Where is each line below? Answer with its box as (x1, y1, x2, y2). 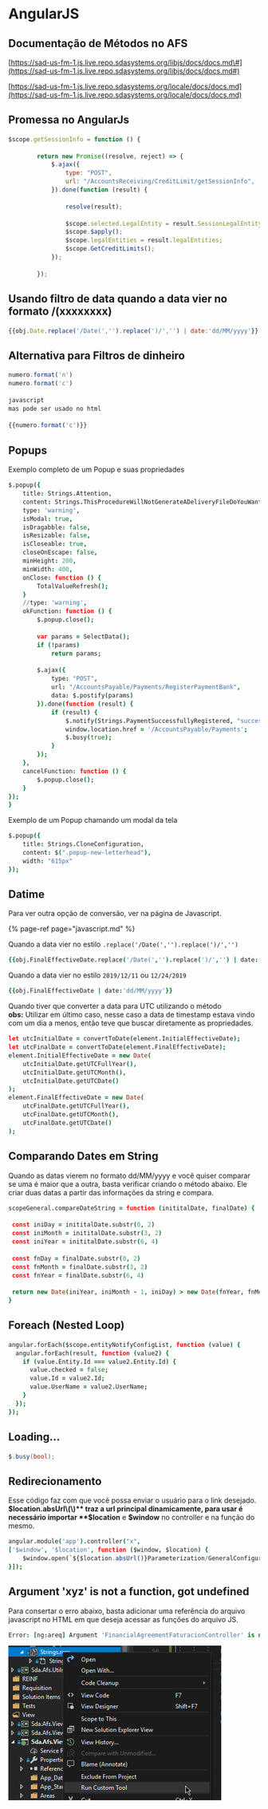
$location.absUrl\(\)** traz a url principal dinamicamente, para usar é (8, 1504, 243, 1514)
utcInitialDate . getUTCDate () (22, 1076, 120, 1085)
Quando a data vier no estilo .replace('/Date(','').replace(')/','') (8, 939, 239, 950)
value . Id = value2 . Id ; (29, 1374, 105, 1383)
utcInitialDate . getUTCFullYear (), (22, 1060, 137, 1068)
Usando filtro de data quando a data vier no (8, 292, 227, 306)
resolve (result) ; (65, 203, 124, 211)
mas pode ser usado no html (8, 405, 102, 413)
